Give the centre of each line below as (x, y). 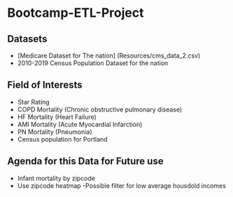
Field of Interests (45, 85)
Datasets (27, 39)
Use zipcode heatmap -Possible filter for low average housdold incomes (121, 185)
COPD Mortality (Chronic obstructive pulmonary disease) (100, 109)
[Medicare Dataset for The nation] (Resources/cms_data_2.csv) (109, 55)
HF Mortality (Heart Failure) (57, 116)
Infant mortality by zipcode (56, 178)
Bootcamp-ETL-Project (76, 13)
